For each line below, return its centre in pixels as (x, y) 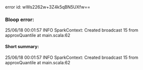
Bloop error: (20, 19)
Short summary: (22, 46)
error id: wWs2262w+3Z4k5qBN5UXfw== (48, 7)
